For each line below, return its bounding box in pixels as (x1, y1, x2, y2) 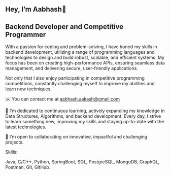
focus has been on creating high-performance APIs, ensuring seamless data (5, 60, 165, 66)
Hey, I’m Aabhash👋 (5, 5, 66, 14)
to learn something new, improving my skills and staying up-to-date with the (5, 119, 164, 125)
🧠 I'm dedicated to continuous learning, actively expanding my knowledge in (5, 108, 165, 114)
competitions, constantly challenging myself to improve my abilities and (5, 81, 155, 87)
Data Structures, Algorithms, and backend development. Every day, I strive (5, 113, 161, 119)
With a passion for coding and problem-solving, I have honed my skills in (5, 44, 157, 50)
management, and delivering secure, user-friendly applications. (5, 65, 138, 72)
